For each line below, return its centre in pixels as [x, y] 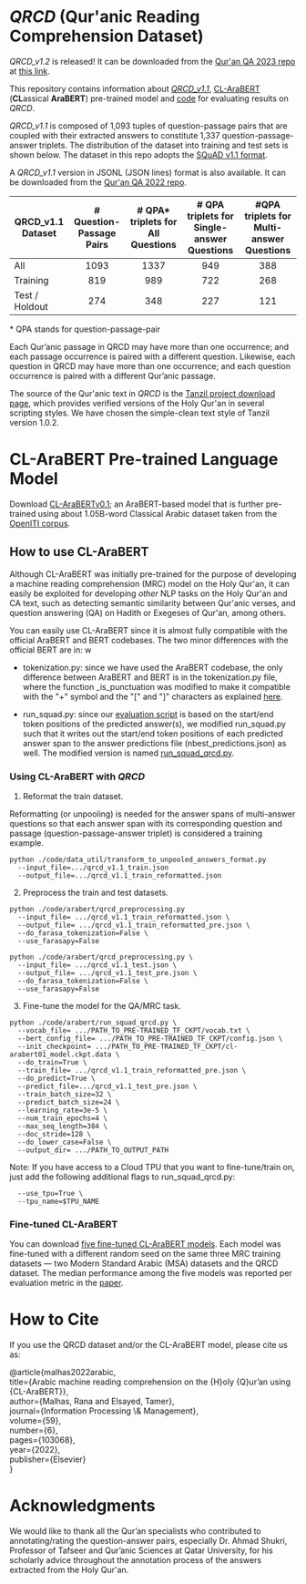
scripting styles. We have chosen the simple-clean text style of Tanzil [140, 413]
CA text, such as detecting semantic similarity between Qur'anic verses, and [153, 602]
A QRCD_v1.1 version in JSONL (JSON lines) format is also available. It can [148, 172]
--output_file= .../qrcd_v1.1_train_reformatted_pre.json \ [134, 925]
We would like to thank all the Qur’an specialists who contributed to [135, 1531]
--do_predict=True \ [56, 1078]
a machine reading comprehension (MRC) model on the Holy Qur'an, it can [149, 583]
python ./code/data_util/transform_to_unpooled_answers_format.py [138, 859]
